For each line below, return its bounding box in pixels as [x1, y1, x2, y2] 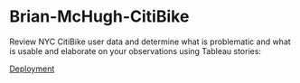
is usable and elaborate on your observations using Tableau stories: [9, 45, 262, 56]
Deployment [9, 63, 55, 74]
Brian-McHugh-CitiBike [9, 6, 190, 27]
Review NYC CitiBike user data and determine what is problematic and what [9, 36, 291, 47]
